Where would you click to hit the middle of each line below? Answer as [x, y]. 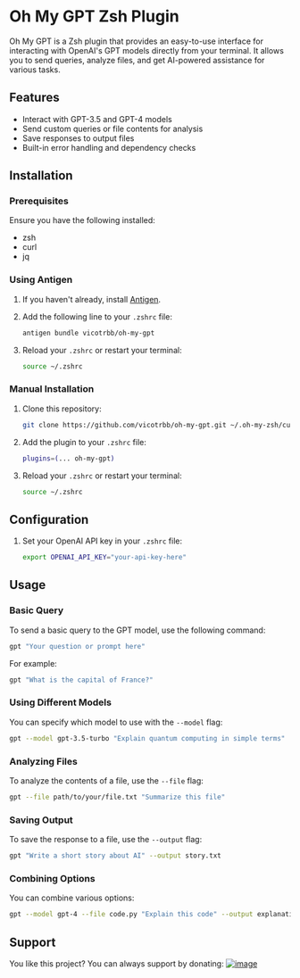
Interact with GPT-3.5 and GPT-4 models [97, 119]
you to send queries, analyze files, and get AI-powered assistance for [137, 60]
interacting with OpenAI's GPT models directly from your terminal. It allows [146, 50]
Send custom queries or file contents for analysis [112, 128]
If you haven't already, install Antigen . [92, 299]
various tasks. [35, 70]
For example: [33, 663]
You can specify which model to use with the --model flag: [116, 722]
